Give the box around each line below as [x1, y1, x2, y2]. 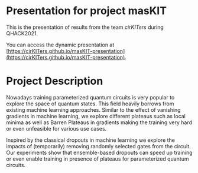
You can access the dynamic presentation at [6, 41, 115, 48]
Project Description [6, 75, 103, 88]
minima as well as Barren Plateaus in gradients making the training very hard [6, 119, 192, 126]
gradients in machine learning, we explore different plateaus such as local [6, 112, 186, 119]
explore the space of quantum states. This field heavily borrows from [6, 100, 174, 107]
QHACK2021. [6, 29, 38, 36]
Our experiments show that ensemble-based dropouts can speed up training [6, 149, 193, 156]
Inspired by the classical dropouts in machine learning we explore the [6, 137, 176, 144]
